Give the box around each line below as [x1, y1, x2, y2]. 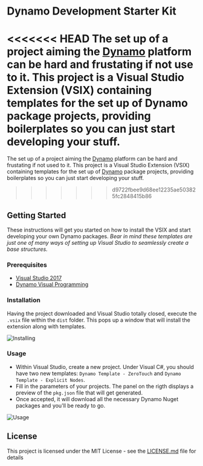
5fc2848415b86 [112, 193, 152, 200]
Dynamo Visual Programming [15, 281, 89, 288]
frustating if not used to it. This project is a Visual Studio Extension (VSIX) [7, 162, 190, 169]
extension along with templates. [7, 322, 86, 330]
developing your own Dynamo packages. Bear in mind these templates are [7, 232, 193, 240]
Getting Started [7, 210, 66, 221]
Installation [7, 296, 41, 304]
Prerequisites [7, 261, 47, 269]
